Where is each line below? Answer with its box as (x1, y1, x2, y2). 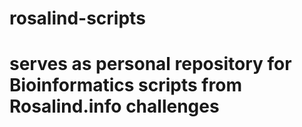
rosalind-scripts (9, 7, 146, 30)
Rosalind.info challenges (9, 95, 220, 118)
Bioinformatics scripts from (9, 74, 242, 97)
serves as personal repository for (9, 53, 292, 76)
